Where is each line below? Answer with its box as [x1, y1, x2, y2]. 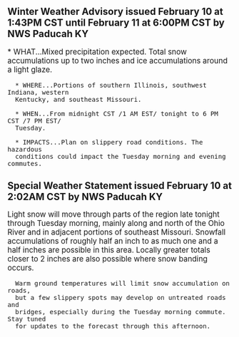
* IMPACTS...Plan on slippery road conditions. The [15, 138, 203, 146]
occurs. [7, 263, 34, 273]
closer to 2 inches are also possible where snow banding [7, 254, 208, 264]
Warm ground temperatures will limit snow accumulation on [15, 279, 230, 288]
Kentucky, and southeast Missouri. [15, 95, 142, 103]
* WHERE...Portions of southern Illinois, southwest [15, 81, 207, 89]
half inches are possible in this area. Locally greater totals [7, 245, 210, 255]
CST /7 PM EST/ [7, 117, 62, 125]
